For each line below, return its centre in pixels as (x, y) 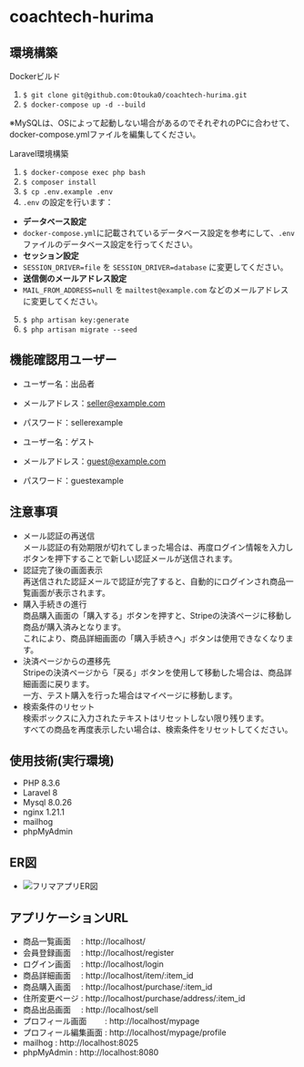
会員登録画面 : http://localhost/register (98, 953)
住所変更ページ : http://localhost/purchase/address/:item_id (134, 999)
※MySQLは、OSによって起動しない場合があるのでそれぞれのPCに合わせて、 (152, 123)
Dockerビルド (35, 76)
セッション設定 (51, 256)
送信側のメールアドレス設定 (75, 278)
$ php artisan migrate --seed (80, 330)
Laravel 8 (40, 793)
